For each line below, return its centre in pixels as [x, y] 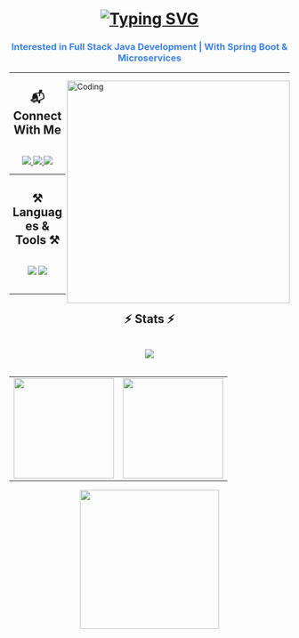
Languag [37, 212]
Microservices [149, 58]
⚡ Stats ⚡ [149, 319]
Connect [37, 116]
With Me [37, 129]
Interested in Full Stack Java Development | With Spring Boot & [149, 47]
